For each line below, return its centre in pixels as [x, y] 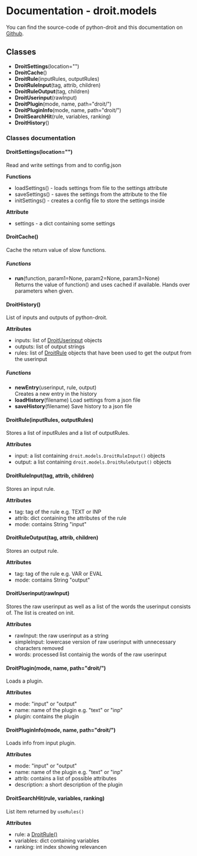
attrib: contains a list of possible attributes [66, 778]
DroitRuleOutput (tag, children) [52, 91]
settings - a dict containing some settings [65, 223]
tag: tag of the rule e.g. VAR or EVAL [59, 573]
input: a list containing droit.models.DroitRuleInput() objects [90, 456]
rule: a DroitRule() [36, 834]
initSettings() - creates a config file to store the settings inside [90, 200]
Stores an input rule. [31, 488]
